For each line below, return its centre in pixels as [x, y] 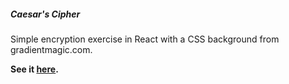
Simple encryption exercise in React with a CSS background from [145, 39]
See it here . [34, 69]
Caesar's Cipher [45, 14]
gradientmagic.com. [51, 49]
